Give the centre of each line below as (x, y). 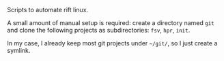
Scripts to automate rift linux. (48, 10)
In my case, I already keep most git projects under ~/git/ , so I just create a (112, 43)
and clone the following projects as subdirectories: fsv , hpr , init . (99, 30)
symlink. (19, 50)
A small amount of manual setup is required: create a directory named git (111, 23)
